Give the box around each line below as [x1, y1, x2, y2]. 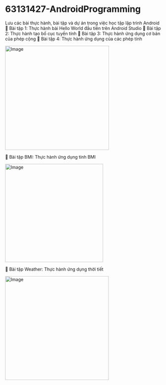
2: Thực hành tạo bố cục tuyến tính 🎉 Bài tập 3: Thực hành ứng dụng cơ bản [5, 30, 161, 36]
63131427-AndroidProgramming [5, 3, 141, 15]
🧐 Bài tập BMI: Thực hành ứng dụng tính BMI [5, 154, 96, 160]
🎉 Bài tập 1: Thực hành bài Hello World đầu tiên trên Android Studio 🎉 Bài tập [5, 25, 161, 31]
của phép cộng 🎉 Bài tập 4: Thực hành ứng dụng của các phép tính [5, 36, 143, 42]
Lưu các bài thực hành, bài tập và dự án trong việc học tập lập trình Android [5, 20, 160, 26]
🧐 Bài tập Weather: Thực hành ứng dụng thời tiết [5, 266, 104, 272]
